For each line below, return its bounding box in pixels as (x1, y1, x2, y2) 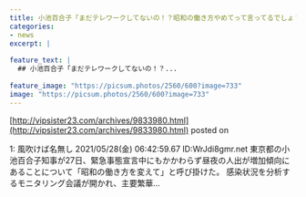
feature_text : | (9, 56, 71, 65)
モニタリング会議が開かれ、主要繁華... (16, 177, 161, 188)
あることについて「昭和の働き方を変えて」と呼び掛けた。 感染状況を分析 (9, 166, 282, 177)
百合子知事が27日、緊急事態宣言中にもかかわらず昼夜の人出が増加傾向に (16, 154, 291, 165)
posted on (190, 124, 229, 135)
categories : (9, 22, 55, 31)
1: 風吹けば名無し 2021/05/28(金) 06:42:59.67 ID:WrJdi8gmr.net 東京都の (9, 143, 282, 154)
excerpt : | (9, 38, 51, 48)
